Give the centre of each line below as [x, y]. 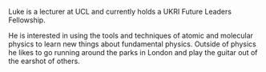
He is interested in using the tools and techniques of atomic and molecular [131, 36]
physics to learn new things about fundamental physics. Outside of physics [132, 44]
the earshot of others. [44, 61]
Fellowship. [27, 20]
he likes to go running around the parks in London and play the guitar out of [133, 52]
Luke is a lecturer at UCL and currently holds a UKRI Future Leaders [120, 12]
